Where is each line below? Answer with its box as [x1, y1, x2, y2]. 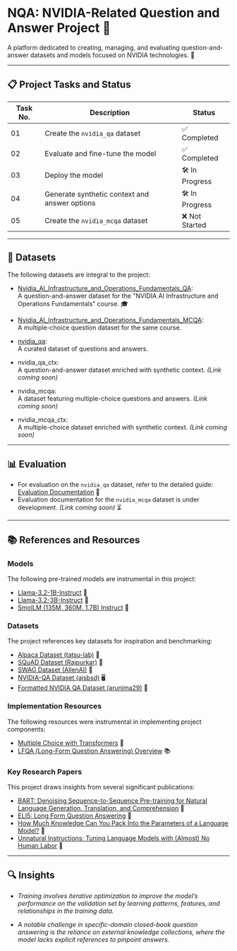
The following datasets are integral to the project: [7, 270, 150, 279]
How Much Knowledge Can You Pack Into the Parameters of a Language [17, 818, 229, 827]
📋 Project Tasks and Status [7, 79, 131, 91]
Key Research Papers [7, 767, 83, 777]
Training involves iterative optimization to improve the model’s [17, 891, 198, 900]
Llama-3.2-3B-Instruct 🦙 [17, 596, 90, 605]
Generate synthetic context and [44, 189, 150, 199]
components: [7, 725, 46, 733]
